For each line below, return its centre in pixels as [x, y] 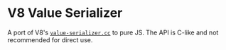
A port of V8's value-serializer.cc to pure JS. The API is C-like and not [113, 32]
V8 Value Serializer [65, 13]
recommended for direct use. [50, 39]
